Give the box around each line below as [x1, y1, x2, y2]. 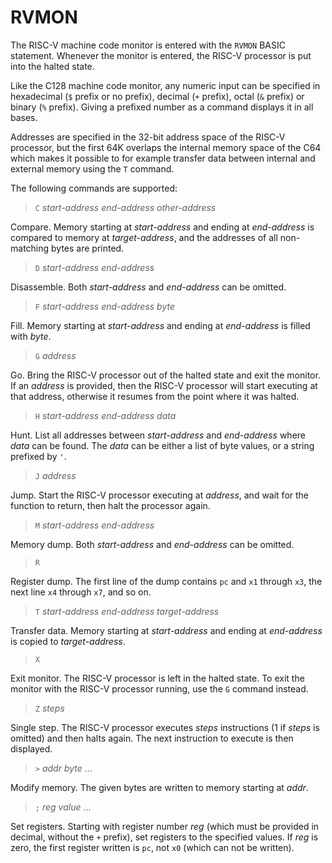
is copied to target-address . [10, 635, 126, 647]
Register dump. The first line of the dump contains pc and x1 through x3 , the [10, 575, 323, 587]
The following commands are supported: [10, 182, 178, 194]
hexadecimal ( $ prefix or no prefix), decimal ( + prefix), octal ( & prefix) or [10, 90, 305, 102]
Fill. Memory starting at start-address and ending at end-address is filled [10, 319, 311, 331]
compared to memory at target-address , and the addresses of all [10, 231, 278, 243]
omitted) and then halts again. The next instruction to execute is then [10, 732, 294, 744]
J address [34, 469, 77, 481]
